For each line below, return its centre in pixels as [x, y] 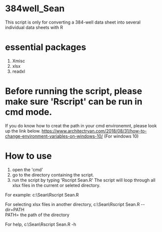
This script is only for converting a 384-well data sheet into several [73, 22]
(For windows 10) [121, 136]
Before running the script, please [74, 91]
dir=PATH [15, 209]
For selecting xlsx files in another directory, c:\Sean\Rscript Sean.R [72, 204]
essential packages [46, 47]
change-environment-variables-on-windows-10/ [54, 136]
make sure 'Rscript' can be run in [74, 102]
